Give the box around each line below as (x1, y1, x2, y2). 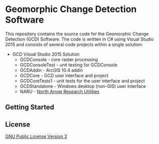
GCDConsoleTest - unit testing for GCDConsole (19, 62, 117, 68)
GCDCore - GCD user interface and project (19, 72, 108, 78)
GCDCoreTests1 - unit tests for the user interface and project (19, 78, 145, 84)
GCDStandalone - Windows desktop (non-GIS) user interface (19, 83, 146, 89)
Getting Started (5, 103, 54, 111)
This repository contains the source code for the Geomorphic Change (5, 31, 149, 37)
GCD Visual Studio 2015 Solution (12, 51, 80, 57)
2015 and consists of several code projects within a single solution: (5, 41, 143, 47)
